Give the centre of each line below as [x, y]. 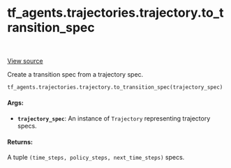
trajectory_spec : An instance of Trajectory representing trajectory [114, 119]
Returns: [20, 142]
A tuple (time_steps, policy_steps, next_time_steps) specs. [96, 158]
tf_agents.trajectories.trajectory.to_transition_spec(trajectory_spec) [115, 87]
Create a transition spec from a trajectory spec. [75, 74]
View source [25, 61]
